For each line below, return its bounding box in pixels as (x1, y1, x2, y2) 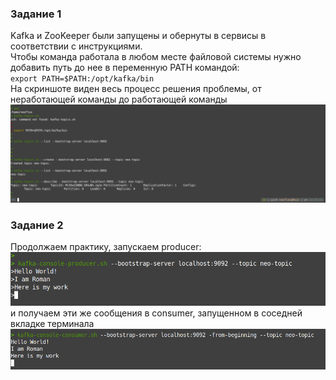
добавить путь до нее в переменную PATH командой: (10, 62, 240, 74)
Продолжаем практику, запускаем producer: (10, 241, 202, 253)
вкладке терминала (10, 317, 95, 329)
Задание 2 (10, 218, 64, 232)
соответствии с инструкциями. (10, 40, 143, 52)
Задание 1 (10, 7, 62, 21)
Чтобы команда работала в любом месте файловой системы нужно (10, 51, 302, 63)
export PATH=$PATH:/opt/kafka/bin (10, 74, 155, 84)
